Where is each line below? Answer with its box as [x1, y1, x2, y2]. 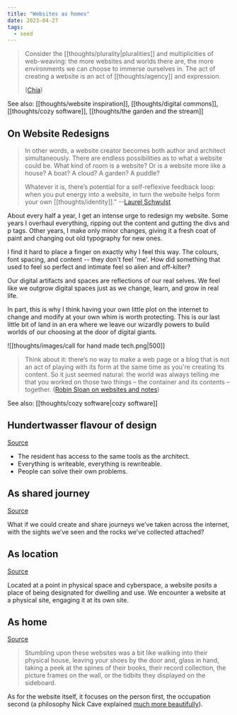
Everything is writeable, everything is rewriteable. [17, 459, 163, 468]
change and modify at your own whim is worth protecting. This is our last [7, 313, 221, 321]
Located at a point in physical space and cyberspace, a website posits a [7, 580, 217, 589]
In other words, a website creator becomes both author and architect [24, 147, 226, 155]
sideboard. [24, 679, 57, 687]
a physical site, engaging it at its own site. [7, 595, 129, 604]
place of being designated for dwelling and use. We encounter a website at [7, 588, 226, 597]
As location [7, 548, 59, 560]
